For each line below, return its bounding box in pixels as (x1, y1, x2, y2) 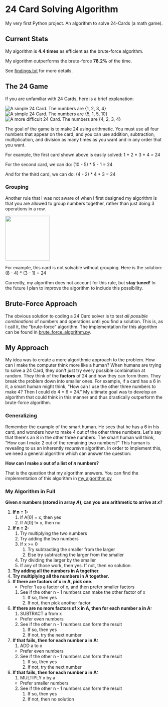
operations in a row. (5, 205, 46, 212)
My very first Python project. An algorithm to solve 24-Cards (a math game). (5, 20, 163, 26)
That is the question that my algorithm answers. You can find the (5, 469, 139, 476)
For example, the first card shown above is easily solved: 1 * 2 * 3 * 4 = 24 (5, 151, 160, 158)
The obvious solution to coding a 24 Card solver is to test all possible (5, 313, 148, 319)
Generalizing (5, 412, 38, 419)
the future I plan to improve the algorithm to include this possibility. (5, 285, 143, 291)
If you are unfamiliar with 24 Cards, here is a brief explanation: (5, 96, 134, 102)
